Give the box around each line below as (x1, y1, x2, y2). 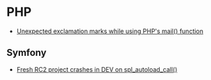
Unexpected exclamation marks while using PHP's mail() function (16, 27, 204, 35)
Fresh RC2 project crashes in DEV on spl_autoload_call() (16, 65, 178, 73)
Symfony (6, 47, 47, 59)
